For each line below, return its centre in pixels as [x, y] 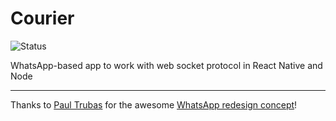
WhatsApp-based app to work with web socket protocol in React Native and [166, 65]
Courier [42, 18]
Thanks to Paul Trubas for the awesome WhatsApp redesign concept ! [154, 104]
